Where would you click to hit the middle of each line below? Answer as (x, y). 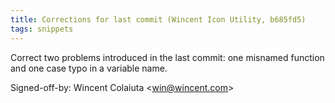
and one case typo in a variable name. (89, 68)
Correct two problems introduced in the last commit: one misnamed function (167, 57)
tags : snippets (42, 29)
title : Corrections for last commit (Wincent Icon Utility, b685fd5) (158, 19)
